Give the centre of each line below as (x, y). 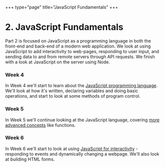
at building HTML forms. (30, 159)
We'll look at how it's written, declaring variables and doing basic (72, 91)
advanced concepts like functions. (41, 125)
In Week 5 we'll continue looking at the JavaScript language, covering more (82, 120)
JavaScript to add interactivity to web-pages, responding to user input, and (82, 51)
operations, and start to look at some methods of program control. (73, 96)
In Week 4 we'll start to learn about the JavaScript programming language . (82, 86)
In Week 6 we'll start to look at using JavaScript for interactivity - (72, 149)
